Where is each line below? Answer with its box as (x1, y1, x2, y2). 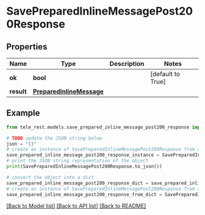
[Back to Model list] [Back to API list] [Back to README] (6, 202, 146, 210)
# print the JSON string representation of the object (6, 158, 149, 164)
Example (6, 108, 40, 118)
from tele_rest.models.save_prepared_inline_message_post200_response (6, 124, 190, 130)
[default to (150, 70, 181, 78)
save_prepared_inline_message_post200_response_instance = (6, 152, 160, 158)
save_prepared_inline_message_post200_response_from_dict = (6, 191, 163, 197)
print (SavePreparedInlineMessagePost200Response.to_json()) (6, 163, 163, 170)
